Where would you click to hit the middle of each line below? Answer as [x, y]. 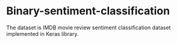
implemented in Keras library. [42, 33]
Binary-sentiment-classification [88, 11]
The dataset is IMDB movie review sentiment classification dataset [88, 27]
